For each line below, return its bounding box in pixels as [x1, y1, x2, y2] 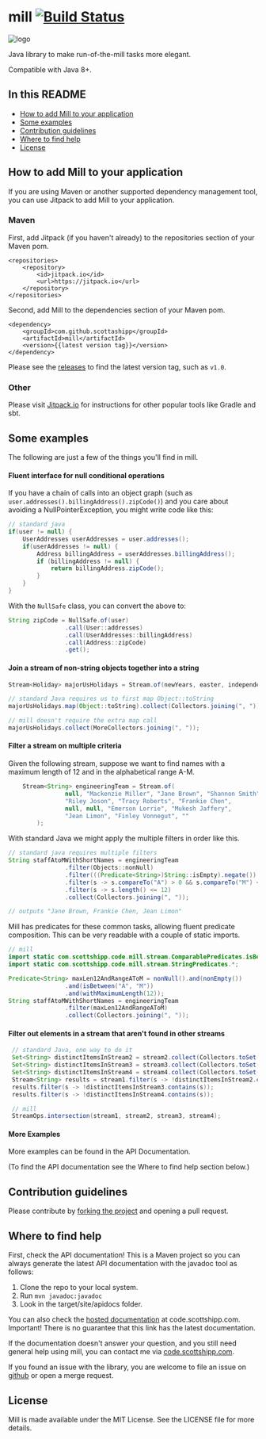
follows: [8, 1267, 34, 1276]
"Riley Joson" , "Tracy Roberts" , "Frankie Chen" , [64, 797, 232, 805]
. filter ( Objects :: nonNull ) [64, 864, 154, 872]
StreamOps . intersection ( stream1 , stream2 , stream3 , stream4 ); [11, 1112, 222, 1120]
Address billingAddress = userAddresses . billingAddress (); [36, 549, 236, 558]
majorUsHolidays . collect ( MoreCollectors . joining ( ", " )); [8, 724, 200, 732]
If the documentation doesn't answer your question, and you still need [8, 1338, 237, 1348]
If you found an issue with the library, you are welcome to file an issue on [8, 1362, 247, 1372]
